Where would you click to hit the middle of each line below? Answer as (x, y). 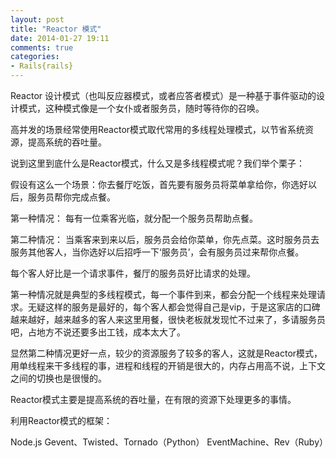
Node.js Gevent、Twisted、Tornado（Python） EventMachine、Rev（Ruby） (169, 442)
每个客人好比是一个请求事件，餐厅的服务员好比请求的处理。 (133, 273)
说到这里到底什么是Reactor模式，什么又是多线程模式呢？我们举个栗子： (158, 163)
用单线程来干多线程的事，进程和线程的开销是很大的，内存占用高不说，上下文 (168, 365)
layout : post (37, 19)
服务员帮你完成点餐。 (71, 197)
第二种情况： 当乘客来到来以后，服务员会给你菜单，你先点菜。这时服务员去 (165, 239)
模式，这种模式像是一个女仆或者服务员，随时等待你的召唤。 (141, 108)
